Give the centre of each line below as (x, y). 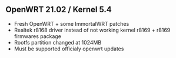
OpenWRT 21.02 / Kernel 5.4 (59, 10)
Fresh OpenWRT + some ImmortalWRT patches (72, 23)
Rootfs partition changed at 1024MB (58, 42)
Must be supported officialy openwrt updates (69, 49)
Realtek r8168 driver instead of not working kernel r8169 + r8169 (92, 30)
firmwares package (37, 36)
